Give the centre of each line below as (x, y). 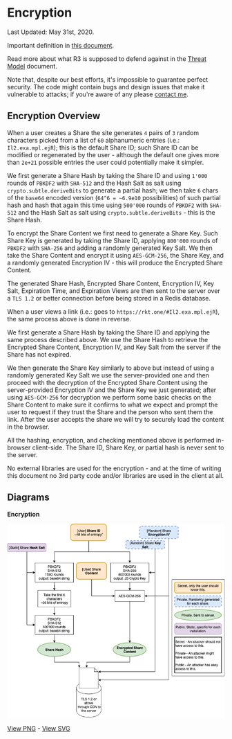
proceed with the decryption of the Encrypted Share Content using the (108, 382)
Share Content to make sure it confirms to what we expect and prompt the (113, 404)
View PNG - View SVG (39, 729)
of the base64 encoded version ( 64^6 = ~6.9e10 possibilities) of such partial (114, 197)
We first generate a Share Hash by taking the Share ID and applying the (109, 332)
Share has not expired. (39, 354)
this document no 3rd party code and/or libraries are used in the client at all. (116, 475)
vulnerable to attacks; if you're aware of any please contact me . (98, 94)
